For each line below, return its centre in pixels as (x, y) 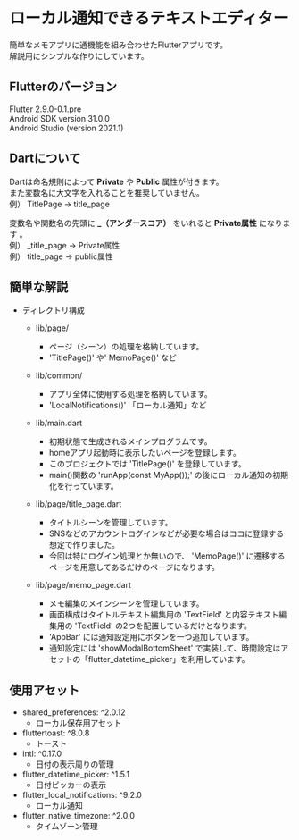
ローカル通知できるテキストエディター (149, 18)
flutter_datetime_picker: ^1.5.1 (76, 775)
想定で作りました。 (84, 545)
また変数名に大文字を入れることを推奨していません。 (107, 192)
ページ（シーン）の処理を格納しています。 (126, 347)
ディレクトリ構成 (53, 310)
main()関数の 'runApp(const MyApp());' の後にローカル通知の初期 (168, 475)
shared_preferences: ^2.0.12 (74, 712)
